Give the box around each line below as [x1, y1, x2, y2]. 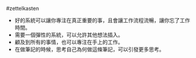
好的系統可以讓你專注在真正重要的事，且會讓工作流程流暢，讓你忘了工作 [14, 17, 190, 24]
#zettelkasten [6, 5, 39, 12]
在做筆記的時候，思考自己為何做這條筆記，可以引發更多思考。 [14, 46, 165, 53]
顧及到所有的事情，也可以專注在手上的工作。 [14, 39, 124, 45]
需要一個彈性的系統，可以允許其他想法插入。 [14, 31, 124, 38]
